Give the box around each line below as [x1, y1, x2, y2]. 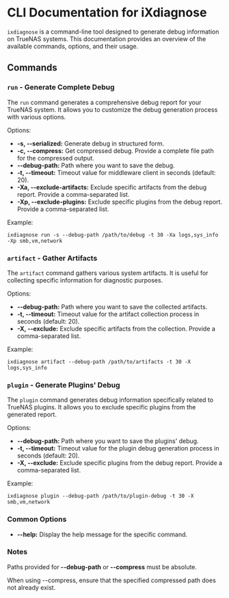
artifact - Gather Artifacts [7, 253, 98, 263]
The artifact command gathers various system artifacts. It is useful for [7, 269, 208, 277]
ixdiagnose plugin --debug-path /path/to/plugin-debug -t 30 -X [7, 492, 194, 500]
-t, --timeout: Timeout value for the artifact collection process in [16, 310, 200, 318]
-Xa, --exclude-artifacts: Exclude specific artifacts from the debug [16, 183, 207, 191]
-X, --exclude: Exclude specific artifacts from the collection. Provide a [16, 324, 215, 333]
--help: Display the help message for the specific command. [16, 530, 188, 538]
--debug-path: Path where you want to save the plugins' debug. [16, 437, 200, 445]
